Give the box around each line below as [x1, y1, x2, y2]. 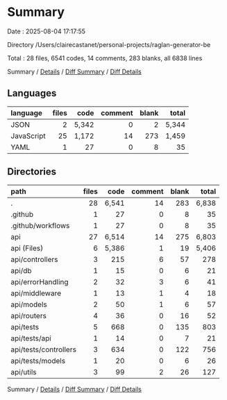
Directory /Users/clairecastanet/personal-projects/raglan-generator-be [7, 40, 211, 49]
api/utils [10, 367, 37, 376]
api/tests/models [10, 356, 66, 365]
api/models [10, 299, 47, 309]
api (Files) [10, 243, 44, 253]
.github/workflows [10, 220, 70, 230]
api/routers [10, 311, 47, 320]
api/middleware [10, 288, 61, 298]
